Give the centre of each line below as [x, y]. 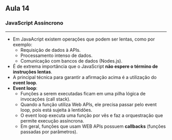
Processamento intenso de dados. [56, 55]
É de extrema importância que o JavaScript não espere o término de [85, 66]
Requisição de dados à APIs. [50, 50]
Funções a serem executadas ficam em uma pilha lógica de [83, 93]
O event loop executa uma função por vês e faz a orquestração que [92, 115]
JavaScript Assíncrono [34, 23]
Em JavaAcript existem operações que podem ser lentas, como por [84, 39]
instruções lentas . [33, 72]
